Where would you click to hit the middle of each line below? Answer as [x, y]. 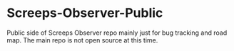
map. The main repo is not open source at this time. [82, 40]
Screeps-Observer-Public [85, 13]
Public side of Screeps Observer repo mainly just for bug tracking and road [117, 33]
